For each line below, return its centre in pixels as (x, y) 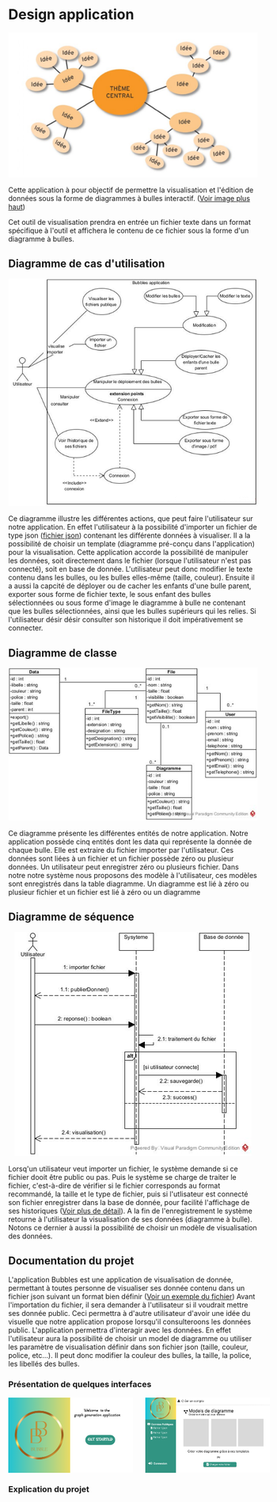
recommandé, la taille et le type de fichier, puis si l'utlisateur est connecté (128, 1194)
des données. (30, 1236)
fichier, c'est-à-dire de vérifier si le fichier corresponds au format (114, 1185)
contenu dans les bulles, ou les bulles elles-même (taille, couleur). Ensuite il (131, 578)
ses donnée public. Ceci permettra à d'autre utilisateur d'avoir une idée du (129, 1314)
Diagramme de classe (63, 653)
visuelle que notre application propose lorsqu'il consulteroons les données (130, 1322)
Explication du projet (49, 1489)
